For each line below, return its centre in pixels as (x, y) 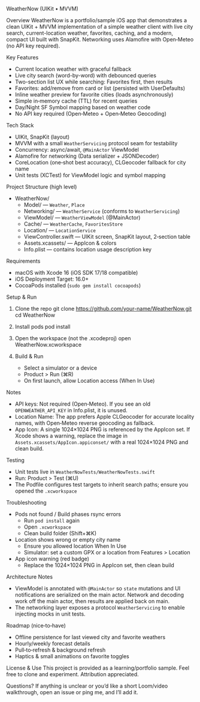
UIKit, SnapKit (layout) (42, 137)
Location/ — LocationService (60, 230)
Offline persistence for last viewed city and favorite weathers (90, 637)
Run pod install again (51, 520)
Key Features (22, 57)
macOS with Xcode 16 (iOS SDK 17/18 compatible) (76, 273)
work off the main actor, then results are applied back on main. (92, 601)
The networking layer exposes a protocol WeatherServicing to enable (100, 607)
